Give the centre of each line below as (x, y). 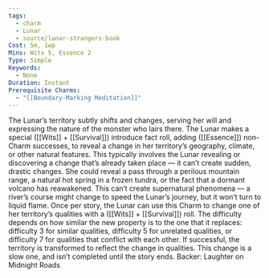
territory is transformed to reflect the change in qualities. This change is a (130, 248)
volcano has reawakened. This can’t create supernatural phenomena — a (129, 188)
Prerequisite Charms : (45, 90)
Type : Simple (30, 61)
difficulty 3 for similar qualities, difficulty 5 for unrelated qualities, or (120, 231)
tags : (17, 16)
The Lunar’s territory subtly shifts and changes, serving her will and (120, 120)
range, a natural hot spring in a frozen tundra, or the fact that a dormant (126, 180)
